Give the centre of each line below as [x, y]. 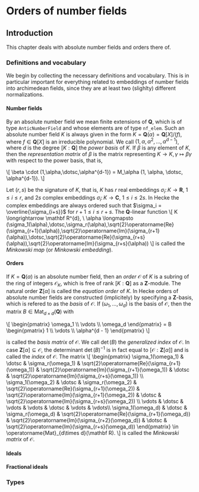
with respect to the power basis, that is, [54, 161]
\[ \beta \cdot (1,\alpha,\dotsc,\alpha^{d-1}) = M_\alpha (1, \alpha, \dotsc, [94, 172]
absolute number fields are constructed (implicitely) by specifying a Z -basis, [100, 297]
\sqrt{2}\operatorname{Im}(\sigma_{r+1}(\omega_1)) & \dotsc [115, 370]
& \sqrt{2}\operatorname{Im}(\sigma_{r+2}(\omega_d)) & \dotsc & [87, 420]
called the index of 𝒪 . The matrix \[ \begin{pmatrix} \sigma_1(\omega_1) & [95, 356]
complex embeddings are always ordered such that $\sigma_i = [84, 205]
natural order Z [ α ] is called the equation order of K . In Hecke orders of [92, 291]
